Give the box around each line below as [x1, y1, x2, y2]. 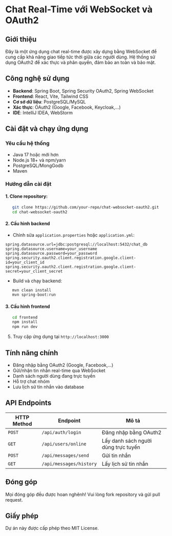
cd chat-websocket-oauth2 [12, 209, 68, 215]
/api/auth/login [41, 429, 81, 435]
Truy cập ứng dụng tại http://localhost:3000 [12, 334, 109, 340]
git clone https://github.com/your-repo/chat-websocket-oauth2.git [12, 204, 159, 210]
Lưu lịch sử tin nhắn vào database [12, 383, 84, 390]
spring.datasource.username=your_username [5, 246, 97, 252]
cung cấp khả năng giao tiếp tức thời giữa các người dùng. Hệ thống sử [5, 54, 156, 60]
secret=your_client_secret [5, 269, 63, 274]
